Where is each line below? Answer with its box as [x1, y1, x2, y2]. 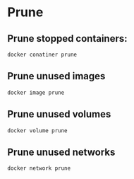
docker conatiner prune [7, 51, 78, 58]
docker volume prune [7, 127, 68, 134]
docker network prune [7, 165, 71, 172]
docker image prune [7, 89, 65, 96]
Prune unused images [7, 70, 106, 82]
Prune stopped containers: [7, 33, 128, 45]
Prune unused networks [7, 146, 116, 158]
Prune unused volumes [7, 108, 111, 120]
